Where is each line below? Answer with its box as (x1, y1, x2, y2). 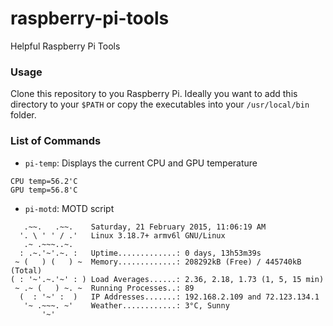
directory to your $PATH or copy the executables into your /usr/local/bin (10, 98, 310, 111)
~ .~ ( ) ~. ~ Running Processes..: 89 (14, 283, 195, 293)
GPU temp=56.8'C (10, 185, 78, 195)
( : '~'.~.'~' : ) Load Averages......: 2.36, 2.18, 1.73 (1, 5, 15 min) (10, 274, 325, 284)
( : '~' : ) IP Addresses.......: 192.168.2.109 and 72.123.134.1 (19, 292, 320, 302)
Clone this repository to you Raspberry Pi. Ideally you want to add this (10, 88, 298, 100)
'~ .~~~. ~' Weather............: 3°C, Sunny (23, 300, 230, 311)
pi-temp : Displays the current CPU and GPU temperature (24, 157, 258, 169)
